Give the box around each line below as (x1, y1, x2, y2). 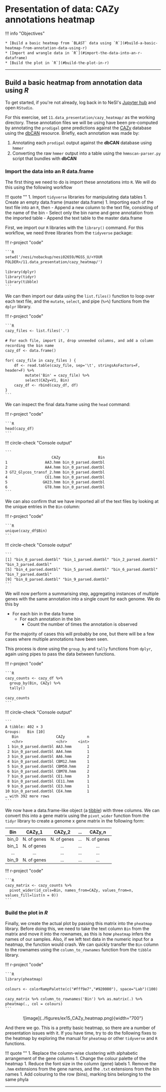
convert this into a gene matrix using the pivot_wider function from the (5, 813, 149, 819)
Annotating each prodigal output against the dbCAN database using (12, 140, 152, 146)
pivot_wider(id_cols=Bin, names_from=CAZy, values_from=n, (9, 888, 134, 893)
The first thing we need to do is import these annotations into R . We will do (5, 179, 157, 185)
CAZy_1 (26, 829, 43, 835)
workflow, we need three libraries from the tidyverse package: (5, 230, 133, 236)
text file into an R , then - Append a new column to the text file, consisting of (5, 205, 159, 211)
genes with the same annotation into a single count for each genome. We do (5, 596, 161, 602)
